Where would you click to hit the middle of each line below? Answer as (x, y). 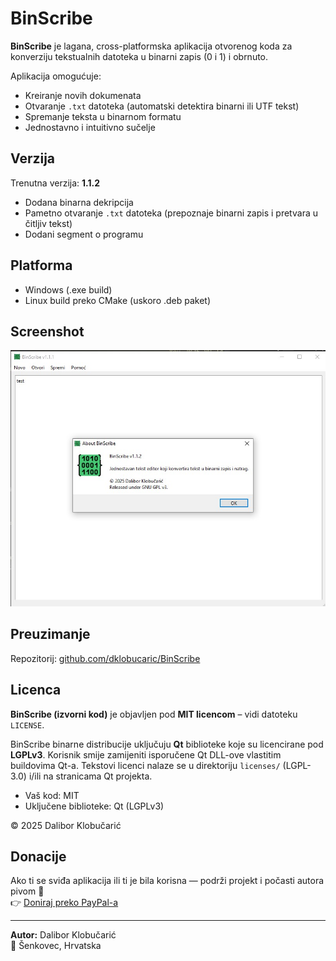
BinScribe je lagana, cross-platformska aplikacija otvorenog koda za (151, 46)
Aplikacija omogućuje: (56, 76)
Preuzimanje (50, 634)
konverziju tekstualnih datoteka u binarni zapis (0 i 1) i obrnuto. (139, 56)
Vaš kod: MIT (52, 795)
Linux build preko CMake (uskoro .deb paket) (118, 300)
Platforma (41, 265)
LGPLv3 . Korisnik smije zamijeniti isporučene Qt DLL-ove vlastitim (146, 754)
